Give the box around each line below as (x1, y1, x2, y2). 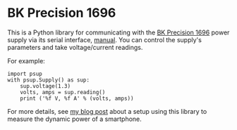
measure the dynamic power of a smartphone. (7, 115, 142, 123)
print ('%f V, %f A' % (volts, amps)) (20, 95, 134, 102)
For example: (7, 56, 46, 65)
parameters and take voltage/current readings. (7, 43, 143, 51)
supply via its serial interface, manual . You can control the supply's (7, 35, 202, 44)
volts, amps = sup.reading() (20, 89, 106, 96)
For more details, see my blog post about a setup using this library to (7, 107, 207, 115)
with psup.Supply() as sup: (7, 76, 90, 84)
